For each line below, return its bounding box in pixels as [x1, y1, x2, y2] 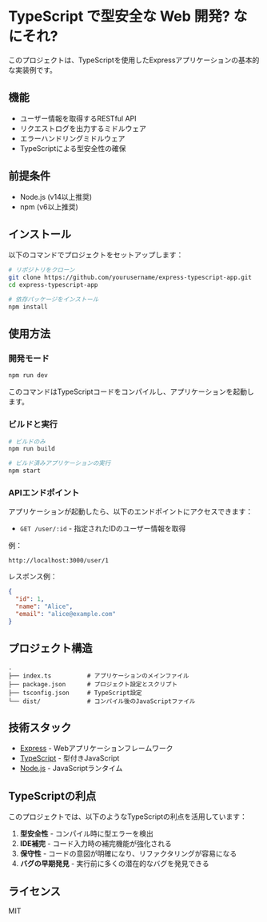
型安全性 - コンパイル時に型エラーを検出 [19, 829, 154, 839]
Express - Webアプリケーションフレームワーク [19, 744, 173, 753]
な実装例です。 [8, 65, 58, 74]
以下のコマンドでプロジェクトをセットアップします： [8, 250, 184, 260]
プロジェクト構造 [8, 642, 93, 655]
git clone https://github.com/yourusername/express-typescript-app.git [8, 273, 252, 282]
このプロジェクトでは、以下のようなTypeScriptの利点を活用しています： [8, 812, 248, 821]
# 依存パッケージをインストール [8, 296, 99, 304]
